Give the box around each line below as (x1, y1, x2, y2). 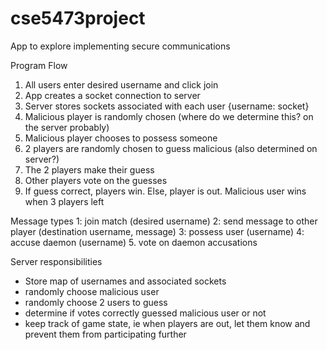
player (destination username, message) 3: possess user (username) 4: (10, 225, 305, 237)
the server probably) (24, 121, 110, 133)
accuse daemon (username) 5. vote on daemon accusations (10, 236, 258, 248)
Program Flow (10, 59, 68, 71)
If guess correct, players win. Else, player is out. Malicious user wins (24, 185, 307, 197)
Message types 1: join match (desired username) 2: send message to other (10, 215, 318, 227)
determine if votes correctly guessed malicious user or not (24, 307, 267, 319)
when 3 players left (24, 195, 105, 207)
